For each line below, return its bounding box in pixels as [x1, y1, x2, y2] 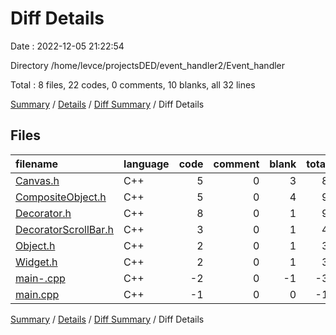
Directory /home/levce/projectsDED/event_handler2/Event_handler [10, 59, 286, 71]
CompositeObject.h [15, 190, 107, 204]
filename [15, 157, 59, 171]
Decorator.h [15, 206, 72, 220]
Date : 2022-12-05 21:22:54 [10, 40, 125, 52]
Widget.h [15, 255, 58, 269]
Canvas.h [15, 173, 60, 187]
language [123, 157, 170, 171]
